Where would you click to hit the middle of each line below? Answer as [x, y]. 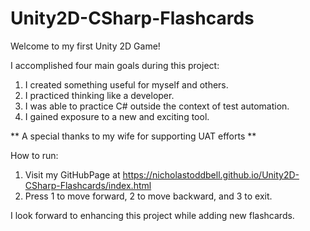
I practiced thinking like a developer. [99, 95]
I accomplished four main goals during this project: [115, 65]
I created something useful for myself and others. [126, 84]
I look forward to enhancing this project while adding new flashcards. [152, 215]
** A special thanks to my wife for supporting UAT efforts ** [133, 136]
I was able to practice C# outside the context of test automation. [157, 106]
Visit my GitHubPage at [72, 174]
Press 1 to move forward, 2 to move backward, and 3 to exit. [148, 196]
